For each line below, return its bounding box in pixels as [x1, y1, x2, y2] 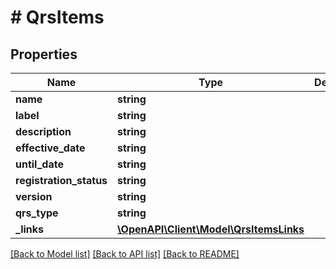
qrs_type [15, 206, 59, 220]
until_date [15, 157, 64, 171]
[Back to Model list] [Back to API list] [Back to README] [10, 248, 240, 260]
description [15, 125, 72, 138]
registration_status [15, 174, 108, 187]
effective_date [15, 141, 86, 155]
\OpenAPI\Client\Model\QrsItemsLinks [117, 222, 305, 236]
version [15, 190, 53, 203]
